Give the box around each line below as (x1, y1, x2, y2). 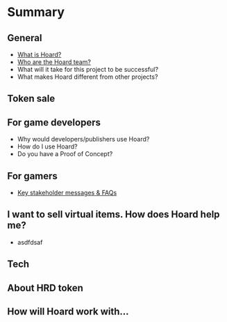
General (7, 32, 43, 44)
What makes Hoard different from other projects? (17, 72, 158, 81)
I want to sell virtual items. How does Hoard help (7, 208, 220, 220)
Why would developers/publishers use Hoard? (17, 135, 150, 144)
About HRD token (7, 282, 83, 293)
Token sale (7, 93, 56, 105)
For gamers (7, 170, 58, 182)
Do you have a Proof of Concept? (17, 150, 113, 158)
